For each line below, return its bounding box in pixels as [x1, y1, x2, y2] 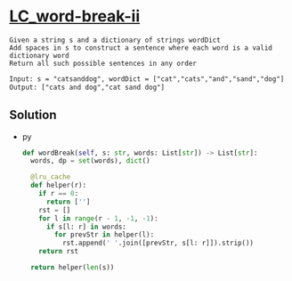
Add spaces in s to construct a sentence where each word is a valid [9, 43, 273, 52]
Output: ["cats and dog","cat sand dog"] [9, 83, 166, 92]
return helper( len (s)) [30, 263, 115, 272]
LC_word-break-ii [9, 6, 141, 27]
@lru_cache [30, 173, 71, 181]
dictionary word [9, 51, 69, 60]
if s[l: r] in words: [45, 222, 126, 231]
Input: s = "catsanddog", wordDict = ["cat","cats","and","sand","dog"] [9, 74, 285, 84]
